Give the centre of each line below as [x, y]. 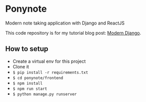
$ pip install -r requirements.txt [50, 72]
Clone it [21, 66]
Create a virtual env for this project [49, 61]
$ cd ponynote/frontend [38, 78]
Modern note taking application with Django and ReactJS [65, 23]
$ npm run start [30, 89]
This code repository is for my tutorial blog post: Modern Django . [73, 33]
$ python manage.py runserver [45, 94]
